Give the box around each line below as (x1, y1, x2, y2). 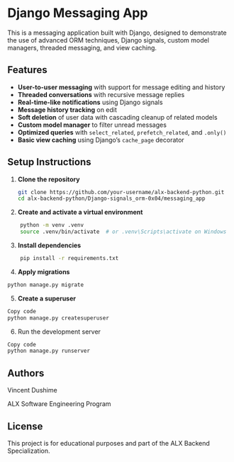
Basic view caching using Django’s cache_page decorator (17, 135, 184, 144)
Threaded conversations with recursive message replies (17, 90, 185, 98)
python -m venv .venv (20, 222, 84, 229)
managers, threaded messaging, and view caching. (7, 43, 157, 52)
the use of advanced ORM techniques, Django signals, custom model (7, 35, 209, 44)
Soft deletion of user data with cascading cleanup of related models (17, 113, 218, 121)
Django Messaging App (7, 5, 148, 21)
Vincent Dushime (7, 386, 58, 395)
